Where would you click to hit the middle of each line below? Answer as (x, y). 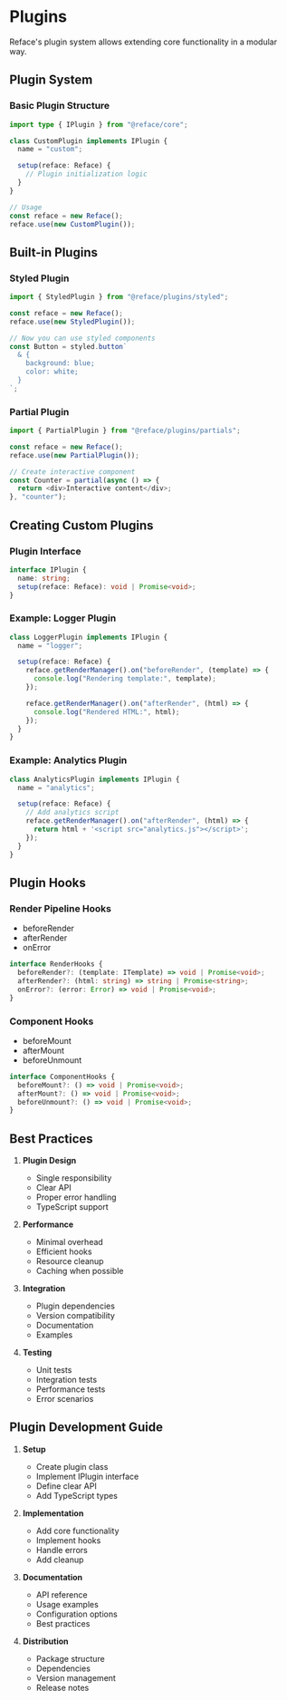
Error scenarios (65, 1399)
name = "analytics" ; (56, 787)
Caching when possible (80, 1271)
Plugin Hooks (48, 882)
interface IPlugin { (48, 570)
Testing (37, 1353)
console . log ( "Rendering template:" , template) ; (125, 679)
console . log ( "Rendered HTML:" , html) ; (106, 712)
